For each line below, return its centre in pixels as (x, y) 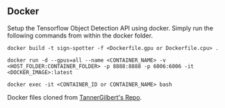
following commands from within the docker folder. (80, 35)
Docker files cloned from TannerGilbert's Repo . (75, 97)
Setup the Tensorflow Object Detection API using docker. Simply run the (110, 28)
